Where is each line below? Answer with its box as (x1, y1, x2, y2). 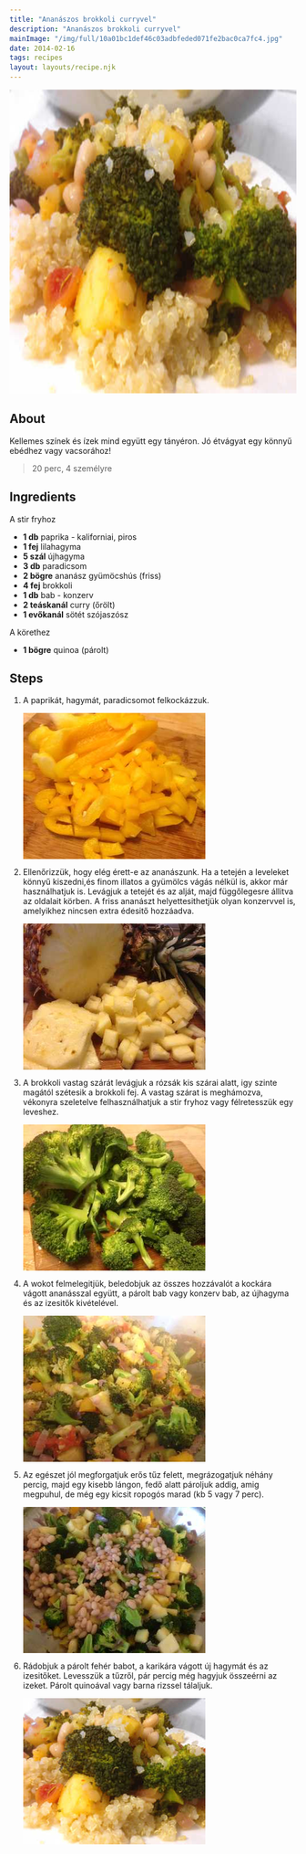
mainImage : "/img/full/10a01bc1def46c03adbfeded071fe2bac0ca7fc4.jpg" (9, 34, 283, 43)
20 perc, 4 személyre (31, 462, 112, 474)
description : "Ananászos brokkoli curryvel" (9, 24, 181, 34)
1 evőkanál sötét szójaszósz (22, 608, 129, 620)
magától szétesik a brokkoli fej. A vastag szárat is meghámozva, (22, 1087, 263, 1098)
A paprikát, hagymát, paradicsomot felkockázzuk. (22, 695, 209, 706)
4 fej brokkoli (22, 580, 73, 591)
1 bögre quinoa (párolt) (22, 644, 109, 655)
